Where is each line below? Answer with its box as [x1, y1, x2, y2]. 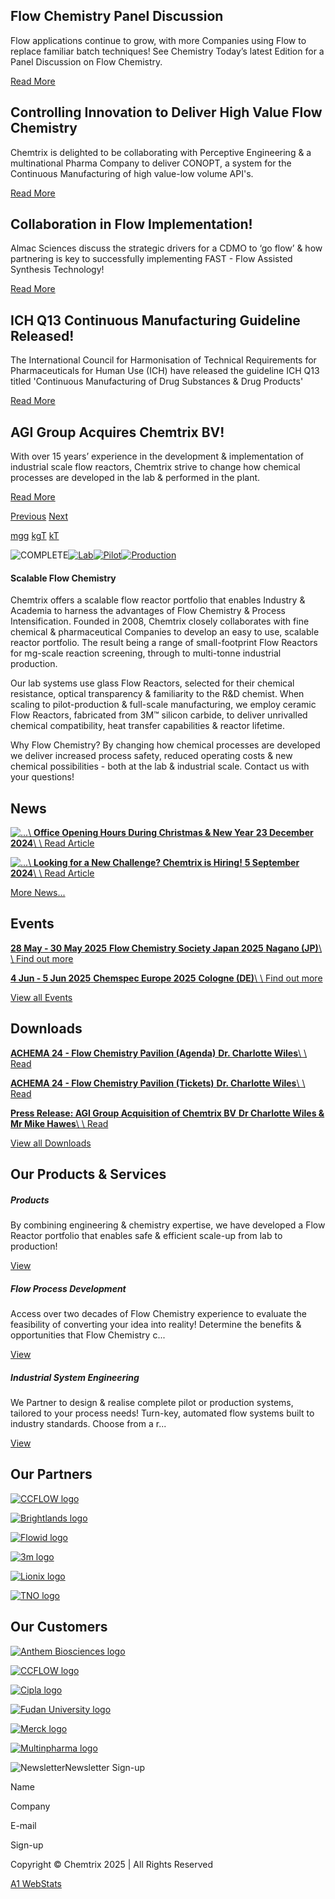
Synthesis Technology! [10, 264, 105, 276]
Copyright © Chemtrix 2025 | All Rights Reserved [10, 1858, 214, 1870]
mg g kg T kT [10, 530, 60, 542]
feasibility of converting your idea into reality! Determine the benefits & [10, 1319, 302, 1331]
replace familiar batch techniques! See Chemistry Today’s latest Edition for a [10, 45, 325, 57]
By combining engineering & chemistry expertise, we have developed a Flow [10, 1219, 326, 1231]
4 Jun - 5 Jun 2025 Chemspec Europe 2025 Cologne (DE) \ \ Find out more [10, 972, 323, 984]
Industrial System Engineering [10, 1371, 140, 1383]
